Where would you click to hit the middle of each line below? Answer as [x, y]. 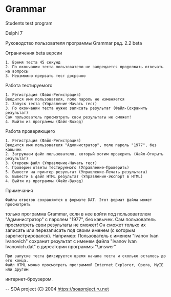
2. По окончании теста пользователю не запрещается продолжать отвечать [84, 67]
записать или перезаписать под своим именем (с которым [70, 230]
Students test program [29, 23]
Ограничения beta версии [34, 53]
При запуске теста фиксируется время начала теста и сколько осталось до [86, 256]
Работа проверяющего [30, 131]
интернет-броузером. [29, 279]
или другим [17, 269]
